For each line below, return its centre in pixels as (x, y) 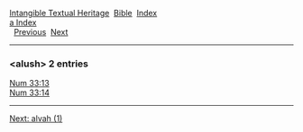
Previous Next (41, 32)
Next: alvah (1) (36, 119)
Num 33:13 (29, 84)
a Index (23, 22)
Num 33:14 (30, 92)
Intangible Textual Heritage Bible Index (83, 13)
